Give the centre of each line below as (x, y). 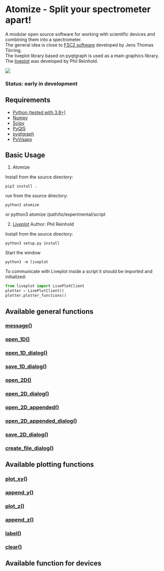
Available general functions (49, 311)
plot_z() (15, 506)
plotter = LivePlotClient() (35, 291)
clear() (14, 547)
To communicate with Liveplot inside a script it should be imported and (79, 272)
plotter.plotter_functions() (36, 296)
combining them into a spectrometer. (44, 40)
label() (13, 533)
